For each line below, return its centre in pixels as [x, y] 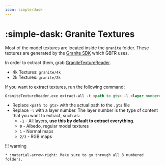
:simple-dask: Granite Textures [70, 34]
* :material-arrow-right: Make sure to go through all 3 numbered [74, 155]
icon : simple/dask [24, 10]
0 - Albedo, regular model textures [54, 126]
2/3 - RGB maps [36, 136]
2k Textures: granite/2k [36, 77]
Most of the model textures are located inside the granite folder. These [77, 48]
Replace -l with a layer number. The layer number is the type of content [85, 110]
